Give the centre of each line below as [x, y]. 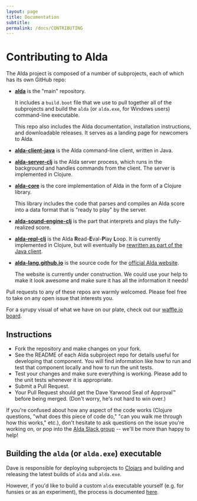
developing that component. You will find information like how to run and [103, 361]
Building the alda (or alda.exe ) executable [84, 454]
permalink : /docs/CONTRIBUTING [45, 28]
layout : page [22, 11]
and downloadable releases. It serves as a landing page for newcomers [101, 133]
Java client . [29, 252]
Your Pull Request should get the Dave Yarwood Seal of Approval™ [95, 392]
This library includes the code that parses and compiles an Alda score [99, 203]
